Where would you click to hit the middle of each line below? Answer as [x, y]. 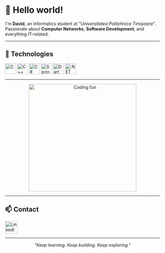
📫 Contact [22, 210]
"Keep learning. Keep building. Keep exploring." [82, 245]
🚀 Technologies [29, 54]
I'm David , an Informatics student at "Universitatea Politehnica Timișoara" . [81, 24]
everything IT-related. [27, 34]
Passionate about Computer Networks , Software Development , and [75, 28]
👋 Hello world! [34, 10]
